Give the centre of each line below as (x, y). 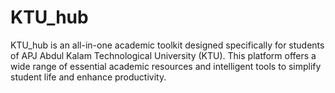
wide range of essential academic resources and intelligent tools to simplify (166, 66)
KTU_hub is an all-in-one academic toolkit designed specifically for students (167, 45)
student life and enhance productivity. (88, 77)
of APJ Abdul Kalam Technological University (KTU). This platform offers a (163, 55)
